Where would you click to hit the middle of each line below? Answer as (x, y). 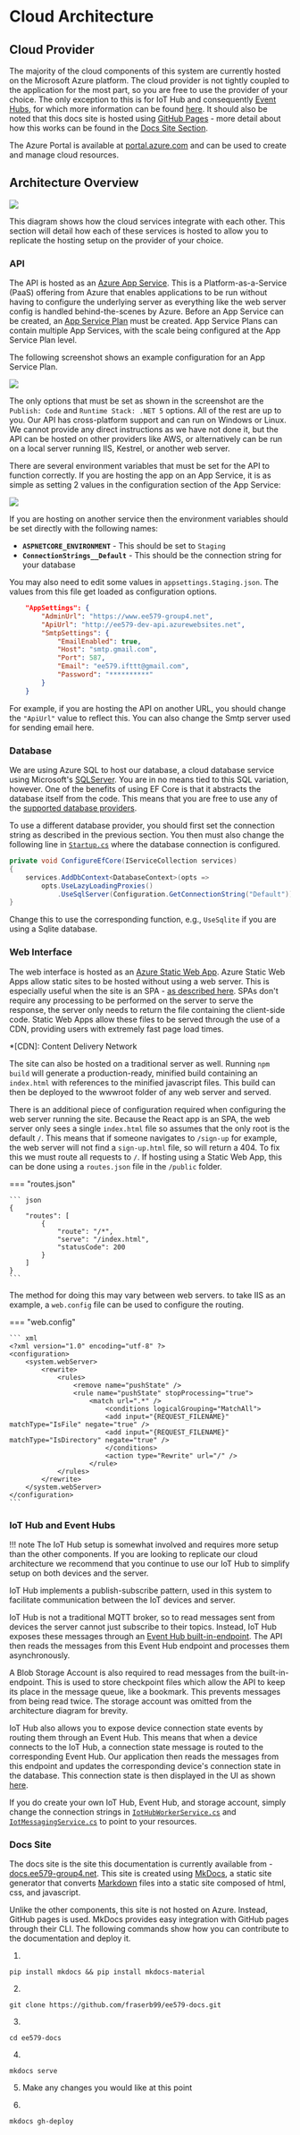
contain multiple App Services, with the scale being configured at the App (145, 331)
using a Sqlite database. (54, 929)
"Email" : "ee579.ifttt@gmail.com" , (123, 667)
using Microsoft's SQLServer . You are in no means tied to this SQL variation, (149, 779)
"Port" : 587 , (81, 658)
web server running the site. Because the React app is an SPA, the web (140, 1119)
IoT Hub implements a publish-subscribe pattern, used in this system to (141, 1590)
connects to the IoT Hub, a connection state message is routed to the (136, 1747)
